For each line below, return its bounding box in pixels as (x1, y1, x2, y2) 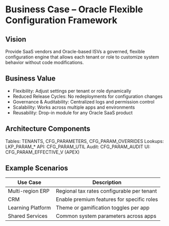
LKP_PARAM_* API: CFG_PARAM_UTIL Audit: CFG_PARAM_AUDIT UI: (5, 143, 151, 150)
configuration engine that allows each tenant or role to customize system (5, 54, 159, 60)
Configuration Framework (5, 14, 118, 26)
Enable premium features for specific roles (55, 196, 158, 203)
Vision (5, 35, 27, 44)
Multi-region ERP (8, 188, 50, 195)
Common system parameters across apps (55, 213, 157, 220)
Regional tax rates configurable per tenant (55, 188, 157, 195)
